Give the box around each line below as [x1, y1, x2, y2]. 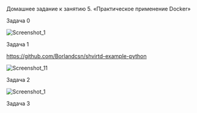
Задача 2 [6, 76, 31, 83]
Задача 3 [6, 100, 31, 107]
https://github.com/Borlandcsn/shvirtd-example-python [6, 53, 147, 60]
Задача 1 [6, 41, 29, 48]
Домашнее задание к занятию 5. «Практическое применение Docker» [6, 5, 191, 12]
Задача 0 [6, 17, 31, 24]
